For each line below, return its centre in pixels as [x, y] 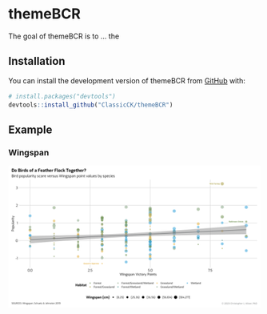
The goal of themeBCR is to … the [64, 36]
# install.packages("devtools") [62, 96]
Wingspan [29, 152]
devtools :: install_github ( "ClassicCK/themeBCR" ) [91, 105]
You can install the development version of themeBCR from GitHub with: [127, 80]
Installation [37, 61]
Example [30, 129]
